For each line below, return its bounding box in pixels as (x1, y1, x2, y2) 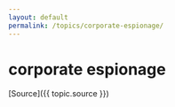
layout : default (8, 12, 68, 22)
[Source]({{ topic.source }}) (8, 88, 110, 99)
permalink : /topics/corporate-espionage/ (8, 21, 164, 30)
